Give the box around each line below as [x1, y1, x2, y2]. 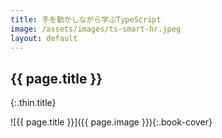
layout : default [10, 33, 78, 43]
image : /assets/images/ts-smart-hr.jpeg [10, 24, 182, 34]
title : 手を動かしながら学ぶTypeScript [10, 14, 162, 25]
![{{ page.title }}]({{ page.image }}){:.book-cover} [10, 116, 213, 128]
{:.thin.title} [10, 97, 57, 109]
